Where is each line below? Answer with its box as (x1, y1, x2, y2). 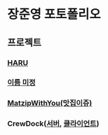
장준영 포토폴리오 (7, 6, 101, 22)
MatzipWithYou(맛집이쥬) (7, 99, 93, 108)
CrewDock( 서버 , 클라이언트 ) (7, 119, 100, 129)
